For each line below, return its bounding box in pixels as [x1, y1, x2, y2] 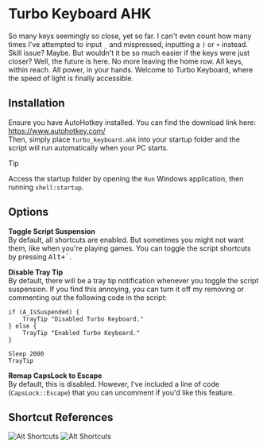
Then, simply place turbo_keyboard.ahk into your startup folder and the [8, 134, 241, 144]
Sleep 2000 [8, 349, 44, 358]
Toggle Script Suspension [8, 226, 95, 236]
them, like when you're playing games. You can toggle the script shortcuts [8, 243, 252, 253]
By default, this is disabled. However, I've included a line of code [8, 379, 220, 388]
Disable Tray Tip [8, 267, 64, 277]
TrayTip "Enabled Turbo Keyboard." [22, 329, 141, 337]
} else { [8, 321, 37, 330]
